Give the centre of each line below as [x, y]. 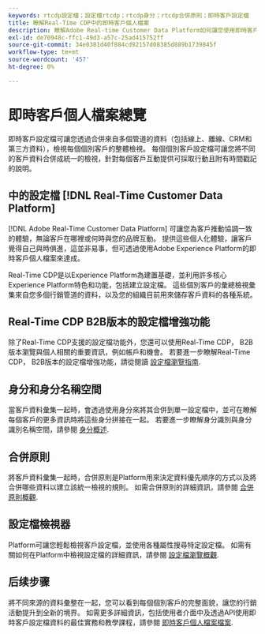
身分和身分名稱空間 [55, 389]
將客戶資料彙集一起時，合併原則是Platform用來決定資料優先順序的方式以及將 [132, 477]
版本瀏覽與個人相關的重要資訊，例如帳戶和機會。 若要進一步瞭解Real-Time [129, 352]
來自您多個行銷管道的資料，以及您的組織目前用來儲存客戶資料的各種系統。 [136, 294]
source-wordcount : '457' [49, 60]
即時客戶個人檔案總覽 [78, 115]
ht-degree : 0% [32, 67]
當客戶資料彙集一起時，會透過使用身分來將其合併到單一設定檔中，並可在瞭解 [132, 410]
